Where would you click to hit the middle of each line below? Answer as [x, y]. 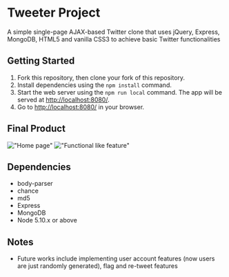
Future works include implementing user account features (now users [116, 259]
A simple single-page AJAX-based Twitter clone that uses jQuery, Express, [113, 32]
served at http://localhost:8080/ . [63, 99]
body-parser [35, 184]
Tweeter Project [54, 13]
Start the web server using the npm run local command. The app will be [120, 92]
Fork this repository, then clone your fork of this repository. [101, 77]
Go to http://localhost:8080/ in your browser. [81, 107]
